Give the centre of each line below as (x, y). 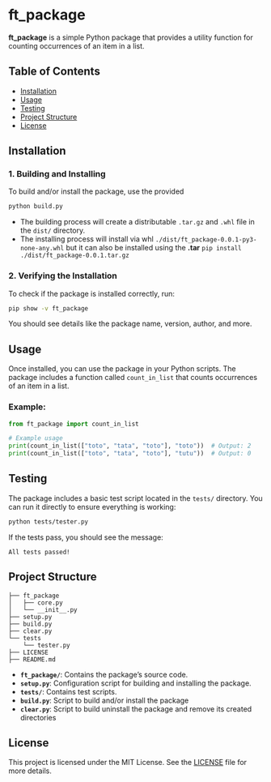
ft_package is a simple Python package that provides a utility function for (131, 37)
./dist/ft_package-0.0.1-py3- (206, 240)
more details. (30, 771)
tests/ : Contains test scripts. (68, 691)
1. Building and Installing (57, 174)
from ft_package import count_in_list (74, 424)
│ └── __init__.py (43, 609)
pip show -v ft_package (49, 308)
